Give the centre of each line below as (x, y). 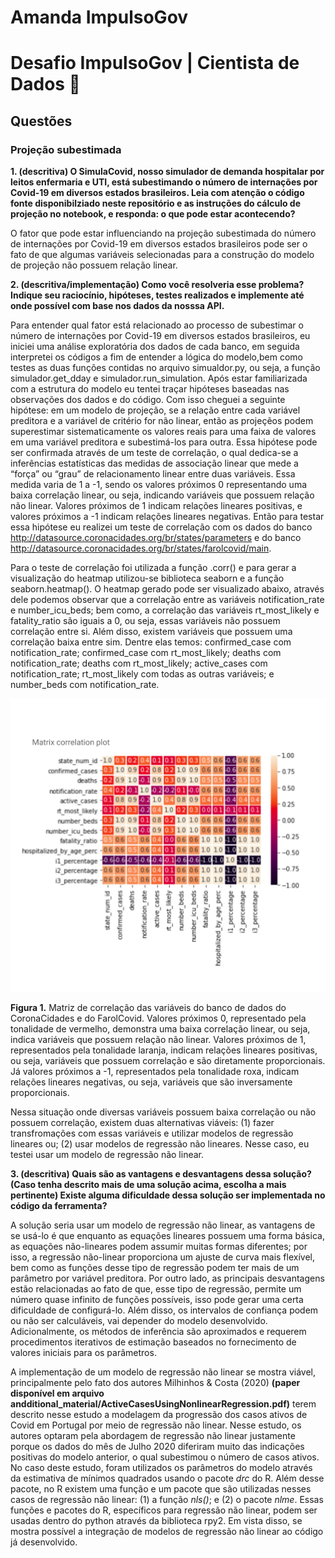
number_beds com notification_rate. (85, 685)
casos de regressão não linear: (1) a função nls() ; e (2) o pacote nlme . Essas (167, 1499)
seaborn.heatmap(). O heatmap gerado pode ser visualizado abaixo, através (167, 589)
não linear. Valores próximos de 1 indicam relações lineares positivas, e (156, 506)
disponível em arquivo (57, 1393)
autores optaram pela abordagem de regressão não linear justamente (153, 1435)
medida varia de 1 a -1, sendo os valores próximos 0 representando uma (159, 485)
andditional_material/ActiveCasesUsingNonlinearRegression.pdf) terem (163, 1403)
